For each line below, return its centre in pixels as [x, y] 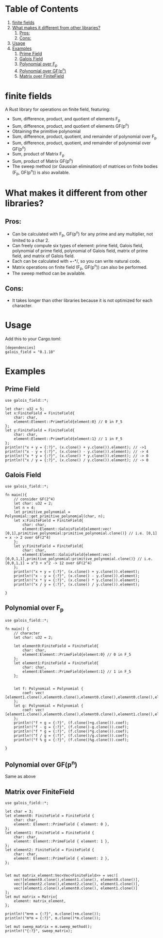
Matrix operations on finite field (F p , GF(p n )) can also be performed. [80, 267]
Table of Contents [42, 9]
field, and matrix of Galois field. [43, 256]
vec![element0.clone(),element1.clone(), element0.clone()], [77, 880]
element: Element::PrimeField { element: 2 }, [62, 859]
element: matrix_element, [40, 901]
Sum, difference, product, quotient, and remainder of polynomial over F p [84, 137]
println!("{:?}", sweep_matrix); [39, 931]
